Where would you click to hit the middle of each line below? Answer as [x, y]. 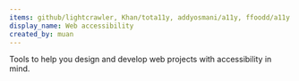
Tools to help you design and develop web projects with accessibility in [141, 60]
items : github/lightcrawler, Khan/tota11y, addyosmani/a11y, [126, 17]
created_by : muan [42, 34]
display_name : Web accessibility [72, 26]
